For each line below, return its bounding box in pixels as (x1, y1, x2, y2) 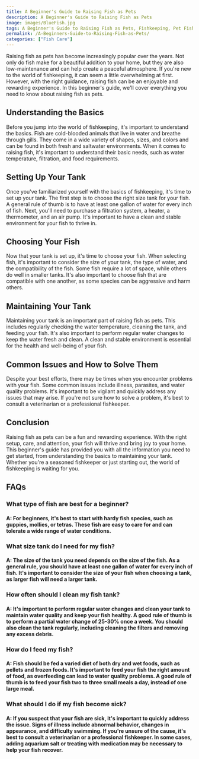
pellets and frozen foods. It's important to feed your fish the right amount (6, 666, 190, 673)
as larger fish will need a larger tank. (6, 575, 98, 583)
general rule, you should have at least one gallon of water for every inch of (6, 563, 193, 570)
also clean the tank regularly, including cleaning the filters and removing (6, 624, 188, 631)
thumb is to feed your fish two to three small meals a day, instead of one (6, 679, 187, 686)
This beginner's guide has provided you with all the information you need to (6, 446, 191, 453)
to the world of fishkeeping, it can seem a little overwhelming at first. (6, 72, 174, 78)
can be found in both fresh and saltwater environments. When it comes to (6, 142, 186, 149)
